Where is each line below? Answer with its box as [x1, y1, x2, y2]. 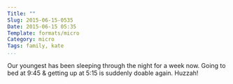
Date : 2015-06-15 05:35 [7, 23, 77, 30]
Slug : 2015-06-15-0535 [7, 17, 73, 24]
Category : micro [7, 36, 55, 43]
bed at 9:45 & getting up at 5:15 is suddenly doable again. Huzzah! [7, 69, 199, 77]
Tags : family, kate [7, 42, 64, 49]
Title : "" [7, 10, 36, 17]
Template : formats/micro [7, 29, 80, 37]
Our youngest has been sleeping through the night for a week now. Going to [7, 62, 226, 69]
